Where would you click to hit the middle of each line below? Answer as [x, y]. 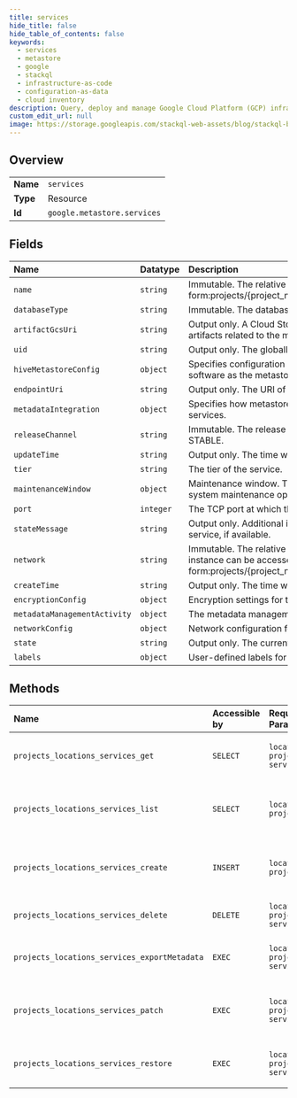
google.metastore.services [104, 213]
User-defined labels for [238, 657]
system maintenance [232, 494]
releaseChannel [46, 434]
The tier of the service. [236, 468]
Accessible [236, 714]
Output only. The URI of [237, 389]
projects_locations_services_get [84, 756]
